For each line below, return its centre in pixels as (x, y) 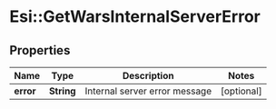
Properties (40, 50)
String (62, 91)
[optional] (241, 91)
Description (148, 76)
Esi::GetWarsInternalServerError (135, 17)
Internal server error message (148, 91)
